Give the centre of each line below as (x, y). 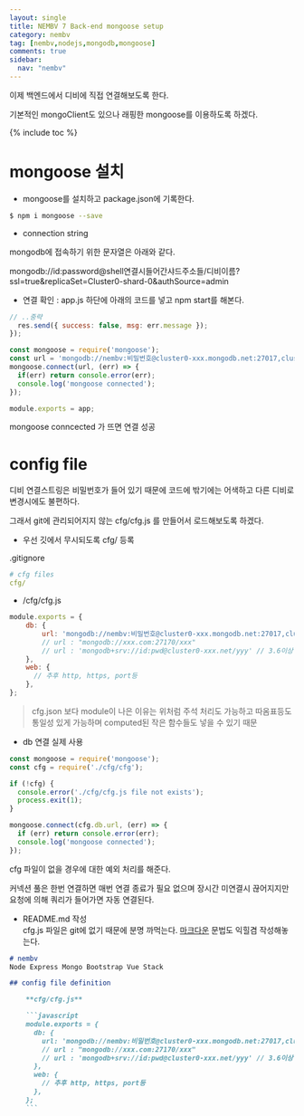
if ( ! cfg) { (32, 784)
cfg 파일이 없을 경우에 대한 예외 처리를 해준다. (90, 869)
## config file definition (60, 983)
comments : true (38, 52)
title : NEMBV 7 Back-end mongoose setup (87, 26)
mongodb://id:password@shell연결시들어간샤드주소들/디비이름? (125, 271)
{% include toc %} (44, 132)
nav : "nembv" (42, 69)
